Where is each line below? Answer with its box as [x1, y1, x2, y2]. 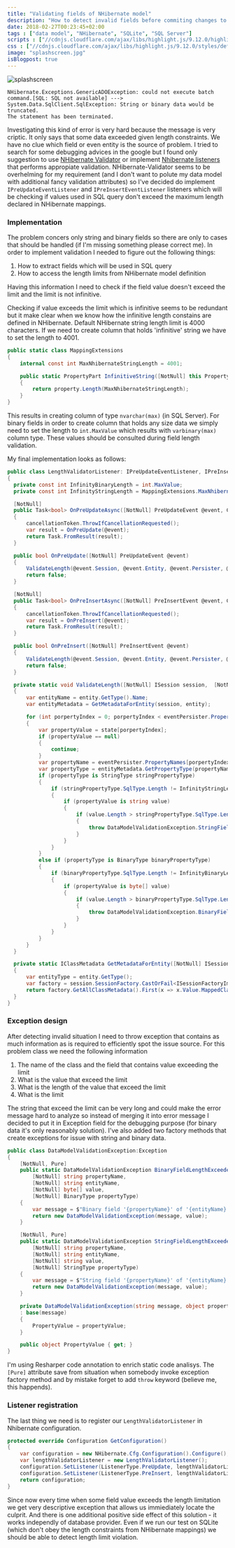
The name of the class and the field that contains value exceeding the [17, 1060, 219, 1069]
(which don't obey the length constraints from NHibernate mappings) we [7, 1525, 217, 1534]
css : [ [7, 43, 30, 50]
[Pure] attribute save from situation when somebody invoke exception [7, 1368, 209, 1376]
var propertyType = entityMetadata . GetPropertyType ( [38, 766, 196, 773]
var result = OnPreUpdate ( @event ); [25, 527, 130, 534]
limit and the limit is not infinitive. [7, 290, 102, 298]
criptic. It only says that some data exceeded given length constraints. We [7, 132, 220, 141]
